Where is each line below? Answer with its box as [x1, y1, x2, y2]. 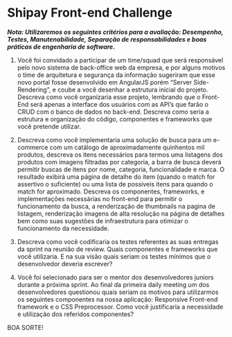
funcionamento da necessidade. [17, 224, 109, 232]
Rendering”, [17, 85, 51, 94]
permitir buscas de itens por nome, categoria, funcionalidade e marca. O [17, 165, 225, 173]
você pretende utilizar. [17, 122, 82, 130]
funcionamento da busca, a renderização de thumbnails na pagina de [17, 202, 216, 210]
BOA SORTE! [7, 323, 44, 331]
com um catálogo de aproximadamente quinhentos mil [49, 143, 205, 151]
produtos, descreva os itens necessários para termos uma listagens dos [17, 150, 224, 159]
